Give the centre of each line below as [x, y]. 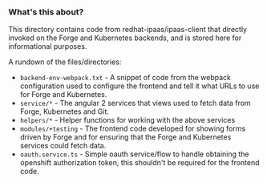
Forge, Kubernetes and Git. [65, 111]
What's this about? [46, 12]
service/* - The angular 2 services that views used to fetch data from [135, 103]
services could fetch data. [63, 146]
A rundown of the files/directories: [65, 62]
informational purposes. [48, 47]
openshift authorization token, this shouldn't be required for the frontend [140, 163]
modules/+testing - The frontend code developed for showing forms [133, 129]
